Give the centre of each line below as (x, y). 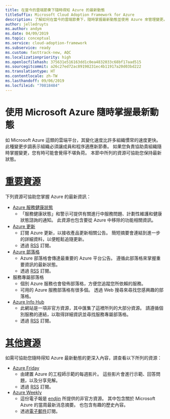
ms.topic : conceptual (28, 39)
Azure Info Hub (28, 302)
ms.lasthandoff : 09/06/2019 (35, 81)
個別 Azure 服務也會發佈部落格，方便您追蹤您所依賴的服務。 (83, 283)
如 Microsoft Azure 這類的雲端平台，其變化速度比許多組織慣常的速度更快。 (83, 140)
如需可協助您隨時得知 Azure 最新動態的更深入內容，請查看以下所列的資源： (83, 358)
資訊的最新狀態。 (42, 264)
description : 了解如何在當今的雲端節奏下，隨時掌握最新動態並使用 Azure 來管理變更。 (86, 19)
